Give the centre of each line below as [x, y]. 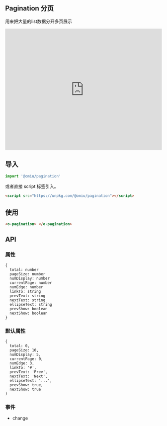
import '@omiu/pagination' [33, 176]
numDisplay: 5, [25, 355]
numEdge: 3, [22, 363]
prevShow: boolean [29, 309]
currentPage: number [31, 283]
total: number [24, 269]
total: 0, [20, 346]
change [20, 418]
